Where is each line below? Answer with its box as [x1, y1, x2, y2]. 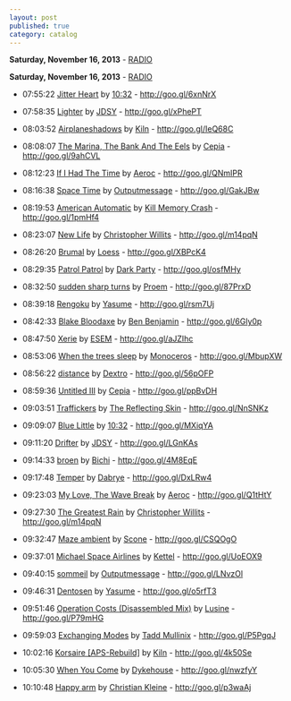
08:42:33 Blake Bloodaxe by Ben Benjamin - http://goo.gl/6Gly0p [21, 316, 262, 327]
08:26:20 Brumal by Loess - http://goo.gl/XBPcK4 [21, 247, 207, 258]
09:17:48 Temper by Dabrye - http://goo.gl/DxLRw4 [21, 472, 212, 483]
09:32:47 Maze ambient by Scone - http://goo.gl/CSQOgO [21, 534, 237, 544]
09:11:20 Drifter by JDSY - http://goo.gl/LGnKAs [21, 438, 198, 449]
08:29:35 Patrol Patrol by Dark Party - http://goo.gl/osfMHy [21, 264, 241, 275]
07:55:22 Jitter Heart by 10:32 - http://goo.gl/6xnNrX [21, 89, 217, 99]
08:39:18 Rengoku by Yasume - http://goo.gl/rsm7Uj [21, 299, 215, 310]
